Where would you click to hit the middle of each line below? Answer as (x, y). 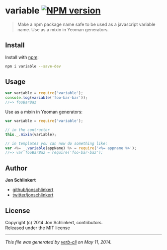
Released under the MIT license (38, 228)
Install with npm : (22, 57)
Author (16, 168)
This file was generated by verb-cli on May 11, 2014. (58, 242)
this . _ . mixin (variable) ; (31, 134)
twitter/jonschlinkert (33, 195)
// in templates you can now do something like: (56, 143)
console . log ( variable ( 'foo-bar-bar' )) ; (46, 98)
